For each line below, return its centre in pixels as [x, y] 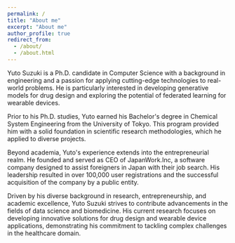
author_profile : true [39, 33]
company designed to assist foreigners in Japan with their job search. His [114, 167]
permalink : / [26, 14]
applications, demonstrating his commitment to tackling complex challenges [117, 225]
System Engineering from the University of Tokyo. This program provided [113, 124]
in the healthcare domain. [44, 233]
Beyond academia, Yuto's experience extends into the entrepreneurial [108, 152]
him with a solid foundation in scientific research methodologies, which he [115, 131]
